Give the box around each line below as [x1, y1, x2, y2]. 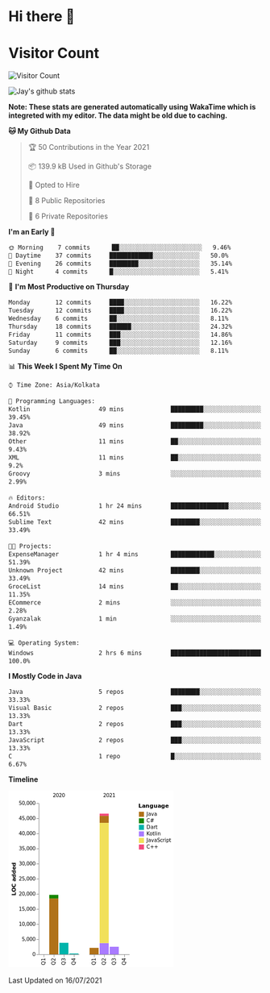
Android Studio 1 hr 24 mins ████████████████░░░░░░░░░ [8, 502, 262, 510]
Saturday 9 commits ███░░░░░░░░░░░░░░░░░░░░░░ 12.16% [8, 339, 232, 347]
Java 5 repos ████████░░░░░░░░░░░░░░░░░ [8, 688, 262, 696]
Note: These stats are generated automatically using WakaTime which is [8, 102, 256, 112]
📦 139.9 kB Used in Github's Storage [27, 161, 152, 172]
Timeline [8, 775, 39, 784]
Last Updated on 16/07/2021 [8, 975, 102, 986]
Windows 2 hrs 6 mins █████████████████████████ [8, 649, 262, 658]
